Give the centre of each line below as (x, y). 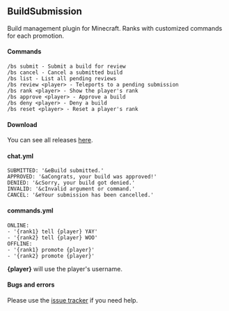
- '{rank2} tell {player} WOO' (53, 237)
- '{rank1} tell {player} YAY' (53, 232)
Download (22, 124)
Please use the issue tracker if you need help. (72, 300)
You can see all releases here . (50, 140)
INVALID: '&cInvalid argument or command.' (71, 189)
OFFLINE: (20, 243)
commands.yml (30, 211)
